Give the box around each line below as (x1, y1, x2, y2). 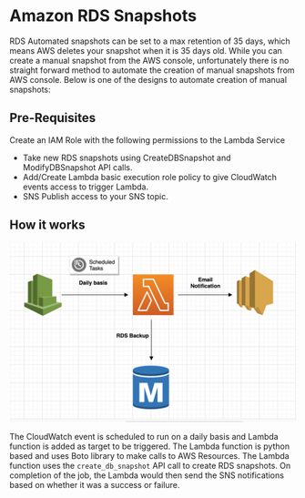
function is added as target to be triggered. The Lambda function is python (9, 441, 290, 452)
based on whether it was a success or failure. (9, 479, 180, 490)
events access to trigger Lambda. (22, 181, 148, 192)
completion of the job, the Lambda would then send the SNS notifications (9, 470, 285, 481)
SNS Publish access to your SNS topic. (22, 190, 168, 201)
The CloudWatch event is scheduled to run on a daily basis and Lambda (9, 431, 280, 442)
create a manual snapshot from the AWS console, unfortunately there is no (9, 55, 290, 66)
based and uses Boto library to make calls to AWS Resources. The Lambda (9, 450, 290, 461)
